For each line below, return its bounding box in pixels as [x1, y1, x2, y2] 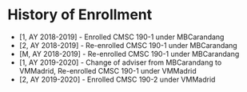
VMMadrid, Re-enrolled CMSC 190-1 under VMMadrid [18, 66, 197, 75]
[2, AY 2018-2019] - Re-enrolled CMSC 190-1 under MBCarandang [18, 40, 237, 50]
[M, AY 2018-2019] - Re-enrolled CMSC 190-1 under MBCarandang [18, 49, 240, 58]
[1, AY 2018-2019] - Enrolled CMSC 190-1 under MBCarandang [18, 32, 225, 42]
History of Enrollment [7, 6, 153, 24]
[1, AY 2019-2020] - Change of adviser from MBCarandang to [18, 58, 222, 67]
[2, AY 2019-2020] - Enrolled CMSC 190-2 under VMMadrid [18, 74, 216, 84]
